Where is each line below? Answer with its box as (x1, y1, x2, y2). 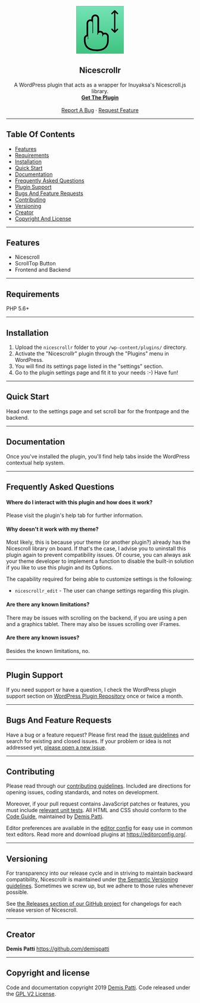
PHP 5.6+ (6, 305, 30, 312)
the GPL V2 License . (6, 990, 57, 997)
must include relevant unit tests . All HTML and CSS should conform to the (6, 807, 187, 814)
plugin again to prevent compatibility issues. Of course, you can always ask (6, 552, 191, 559)
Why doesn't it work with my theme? (6, 525, 99, 533)
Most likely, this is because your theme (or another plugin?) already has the (6, 538, 190, 546)
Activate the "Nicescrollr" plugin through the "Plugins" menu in (14, 350, 170, 357)
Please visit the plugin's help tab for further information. (6, 512, 143, 519)
